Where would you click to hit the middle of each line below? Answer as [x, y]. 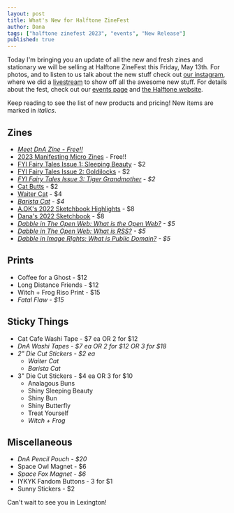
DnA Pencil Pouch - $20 [52, 459]
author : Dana [26, 27]
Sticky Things [38, 322]
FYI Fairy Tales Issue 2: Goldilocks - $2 [74, 171]
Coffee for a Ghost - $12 [52, 277]
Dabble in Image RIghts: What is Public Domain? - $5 [94, 238]
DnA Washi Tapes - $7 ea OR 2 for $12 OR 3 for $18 [92, 346]
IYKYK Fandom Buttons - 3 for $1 [65, 482]
